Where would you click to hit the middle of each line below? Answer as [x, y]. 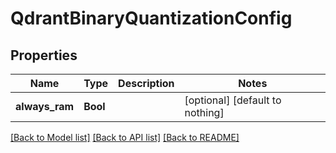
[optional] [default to [233, 100]
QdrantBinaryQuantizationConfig [151, 18]
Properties [44, 55]
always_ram [45, 106]
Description [146, 83]
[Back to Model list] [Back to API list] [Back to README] [125, 137]
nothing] [204, 112]
